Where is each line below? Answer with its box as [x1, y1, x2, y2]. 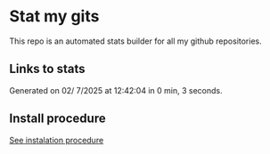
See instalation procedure [9, 134, 104, 145]
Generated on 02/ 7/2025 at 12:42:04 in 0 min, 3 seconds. [9, 85, 223, 95]
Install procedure [9, 111, 106, 126]
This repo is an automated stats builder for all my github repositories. [9, 36, 262, 46]
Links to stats [9, 61, 86, 77]
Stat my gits [9, 6, 100, 27]
